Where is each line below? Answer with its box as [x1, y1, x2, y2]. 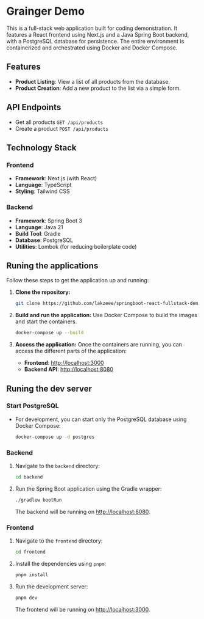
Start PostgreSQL [6, 401, 59, 410]
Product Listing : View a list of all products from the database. [15, 78, 171, 85]
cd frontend [15, 549, 46, 555]
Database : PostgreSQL [15, 236, 74, 244]
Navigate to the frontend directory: [15, 537, 103, 544]
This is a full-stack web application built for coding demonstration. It [6, 24, 178, 32]
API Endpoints [6, 102, 62, 112]
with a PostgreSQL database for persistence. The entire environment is [6, 37, 185, 45]
